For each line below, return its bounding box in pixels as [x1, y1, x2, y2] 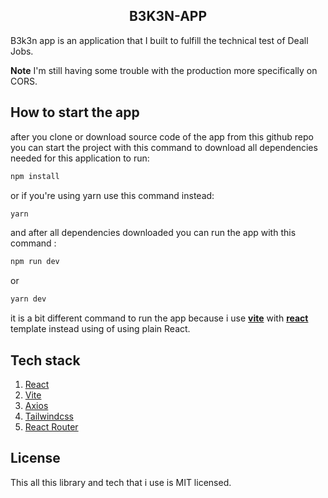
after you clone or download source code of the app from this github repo [10, 130, 314, 143]
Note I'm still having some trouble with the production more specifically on [10, 64, 318, 76]
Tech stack [10, 352, 81, 369]
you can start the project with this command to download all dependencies [10, 141, 318, 153]
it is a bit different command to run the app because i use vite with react [10, 312, 309, 324]
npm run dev [10, 257, 60, 267]
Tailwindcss [24, 410, 74, 422]
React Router [24, 420, 79, 433]
